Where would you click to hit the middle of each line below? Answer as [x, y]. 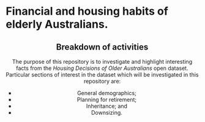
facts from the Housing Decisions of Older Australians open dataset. [102, 68]
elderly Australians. [57, 24]
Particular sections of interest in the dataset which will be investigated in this [102, 74]
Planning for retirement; [107, 100]
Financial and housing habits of [87, 11]
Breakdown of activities [102, 47]
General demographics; [107, 93]
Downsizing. [107, 112]
